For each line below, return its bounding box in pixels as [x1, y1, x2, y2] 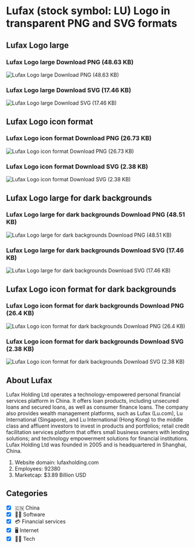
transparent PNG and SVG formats [6, 17, 178, 30]
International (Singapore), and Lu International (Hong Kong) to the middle [6, 416, 184, 423]
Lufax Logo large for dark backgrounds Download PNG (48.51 [6, 211, 186, 219]
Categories [6, 488, 48, 498]
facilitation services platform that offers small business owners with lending [6, 428, 190, 435]
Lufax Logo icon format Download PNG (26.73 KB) [6, 134, 152, 142]
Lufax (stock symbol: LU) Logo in [6, 4, 171, 18]
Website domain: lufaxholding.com [14, 459, 99, 466]
